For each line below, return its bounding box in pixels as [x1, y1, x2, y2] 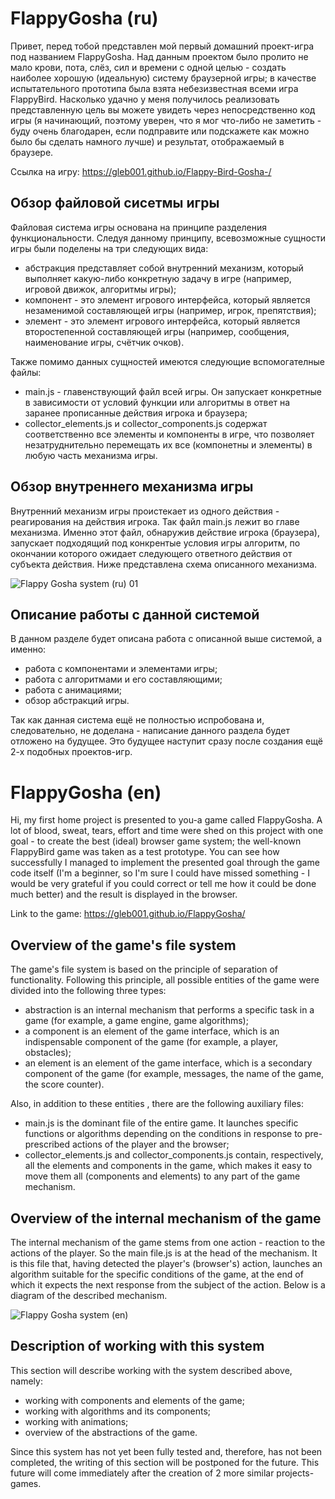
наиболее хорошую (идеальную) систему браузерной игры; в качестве [10, 72, 317, 84]
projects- [276, 1467, 315, 1479]
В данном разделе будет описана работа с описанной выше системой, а [10, 633, 323, 645]
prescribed [24, 1138, 71, 1151]
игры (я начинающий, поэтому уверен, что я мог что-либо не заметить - [10, 114, 322, 126]
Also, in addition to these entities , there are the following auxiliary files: [10, 1098, 304, 1110]
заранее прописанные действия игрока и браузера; [24, 407, 248, 419]
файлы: [10, 366, 42, 378]
